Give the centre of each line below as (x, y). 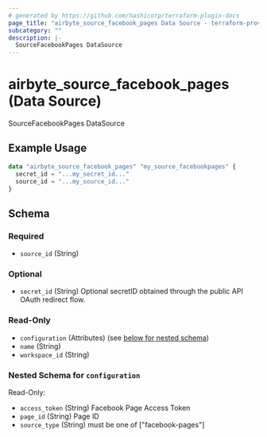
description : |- (35, 38)
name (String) (40, 346)
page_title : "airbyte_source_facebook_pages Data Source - (108, 23)
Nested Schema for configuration (74, 375)
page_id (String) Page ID (59, 416)
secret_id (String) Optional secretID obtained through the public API (132, 292)
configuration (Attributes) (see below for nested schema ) (114, 338)
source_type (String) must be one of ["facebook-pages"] (112, 424)
